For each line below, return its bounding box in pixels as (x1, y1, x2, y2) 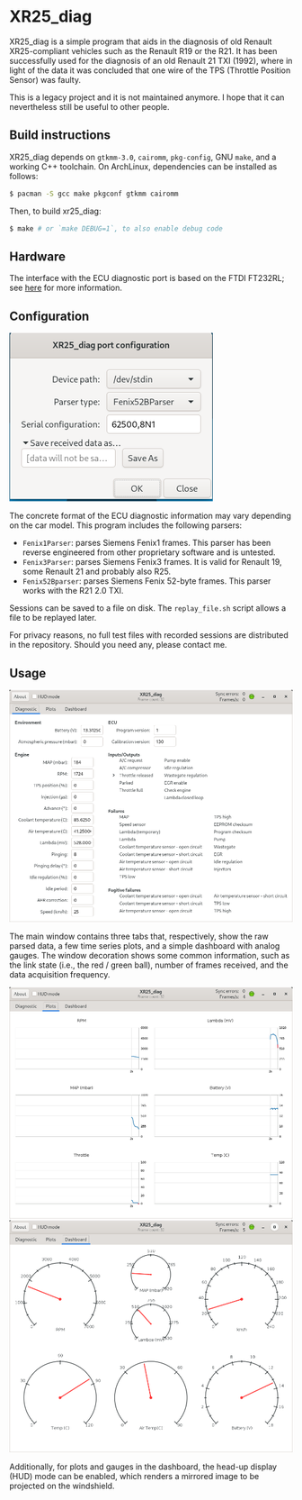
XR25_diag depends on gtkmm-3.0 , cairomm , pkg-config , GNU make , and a (9, 151, 277, 162)
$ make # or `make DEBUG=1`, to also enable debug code (9, 223, 223, 233)
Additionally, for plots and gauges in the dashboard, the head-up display (9, 1461, 277, 1472)
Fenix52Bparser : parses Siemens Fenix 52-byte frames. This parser (22, 576, 271, 586)
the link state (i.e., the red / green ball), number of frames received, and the (9, 959, 289, 970)
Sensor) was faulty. (9, 74, 81, 85)
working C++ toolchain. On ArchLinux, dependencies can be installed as (9, 160, 278, 172)
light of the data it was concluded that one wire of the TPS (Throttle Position (9, 65, 291, 76)
